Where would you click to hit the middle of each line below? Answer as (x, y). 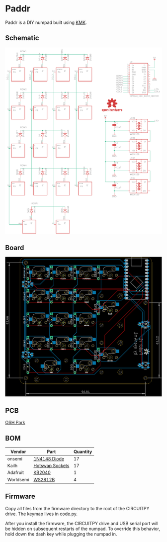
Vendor (18, 452)
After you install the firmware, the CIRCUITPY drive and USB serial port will (82, 523)
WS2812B (44, 479)
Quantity (83, 452)
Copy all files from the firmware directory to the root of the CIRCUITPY (78, 508)
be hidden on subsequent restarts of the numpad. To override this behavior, (83, 529)
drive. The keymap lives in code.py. (42, 514)
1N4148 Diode (49, 458)
